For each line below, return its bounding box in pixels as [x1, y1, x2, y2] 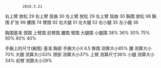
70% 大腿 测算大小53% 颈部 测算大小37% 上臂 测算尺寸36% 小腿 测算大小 [5, 51, 155, 57]
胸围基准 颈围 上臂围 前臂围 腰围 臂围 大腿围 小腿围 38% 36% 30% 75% [5, 30, 150, 36]
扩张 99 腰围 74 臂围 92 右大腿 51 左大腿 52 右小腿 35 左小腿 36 [10, 20, 139, 25]
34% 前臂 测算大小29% [5, 58, 53, 63]
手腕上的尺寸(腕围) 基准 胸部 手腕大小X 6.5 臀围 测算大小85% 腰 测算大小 [5, 45, 152, 51]
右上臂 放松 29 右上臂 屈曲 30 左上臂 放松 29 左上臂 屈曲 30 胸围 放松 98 [5, 13, 151, 19]
